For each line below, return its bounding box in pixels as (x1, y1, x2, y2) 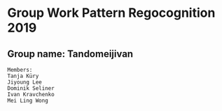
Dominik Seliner (7, 85, 55, 92)
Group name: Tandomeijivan (7, 48, 134, 60)
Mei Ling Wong (7, 97, 49, 104)
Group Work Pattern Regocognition (7, 5, 216, 21)
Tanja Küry (7, 72, 39, 79)
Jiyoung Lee (7, 79, 42, 86)
